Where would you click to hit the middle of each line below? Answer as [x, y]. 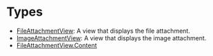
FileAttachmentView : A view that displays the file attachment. [103, 31]
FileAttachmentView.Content [57, 45]
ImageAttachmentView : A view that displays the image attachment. [111, 38]
